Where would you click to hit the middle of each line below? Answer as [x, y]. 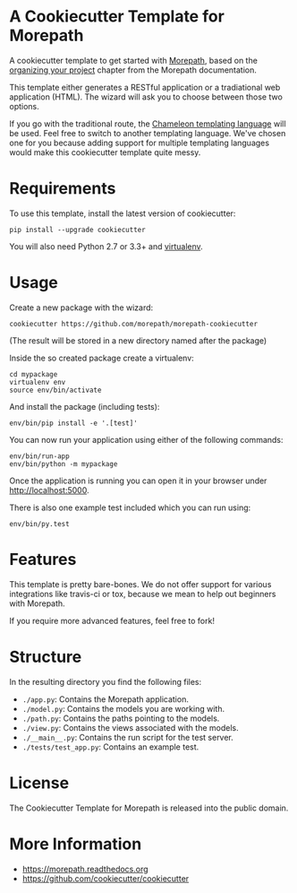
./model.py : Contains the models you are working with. [123, 708]
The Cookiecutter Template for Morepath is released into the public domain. [149, 808]
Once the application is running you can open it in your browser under [138, 481]
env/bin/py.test [39, 524]
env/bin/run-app [39, 456]
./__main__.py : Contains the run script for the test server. [128, 737]
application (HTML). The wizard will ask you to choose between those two [146, 97]
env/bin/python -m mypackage [64, 464]
